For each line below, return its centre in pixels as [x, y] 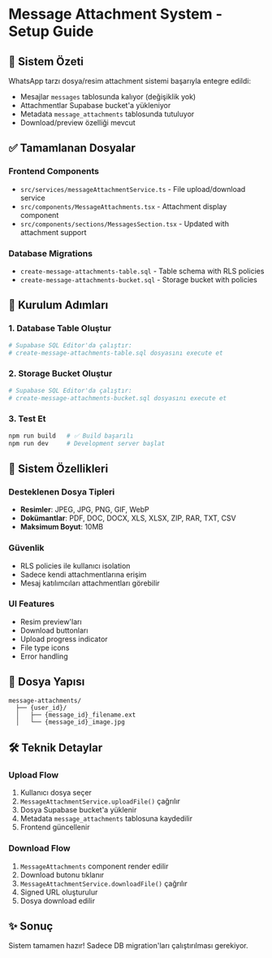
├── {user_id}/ [41, 708]
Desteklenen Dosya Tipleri [62, 491]
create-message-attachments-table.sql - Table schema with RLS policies [142, 271]
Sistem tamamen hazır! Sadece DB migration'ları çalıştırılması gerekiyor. [129, 946]
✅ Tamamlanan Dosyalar [72, 148]
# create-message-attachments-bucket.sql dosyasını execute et [118, 398]
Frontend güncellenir [55, 827]
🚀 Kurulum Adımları [58, 305]
